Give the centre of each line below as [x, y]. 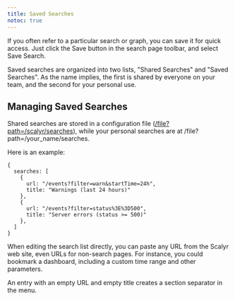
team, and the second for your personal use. [72, 84]
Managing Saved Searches [68, 106]
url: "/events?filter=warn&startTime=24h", [91, 184]
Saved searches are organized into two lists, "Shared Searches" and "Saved [118, 69]
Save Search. [26, 56]
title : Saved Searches [41, 14]
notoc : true [25, 21]
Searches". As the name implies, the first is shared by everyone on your [111, 77]
